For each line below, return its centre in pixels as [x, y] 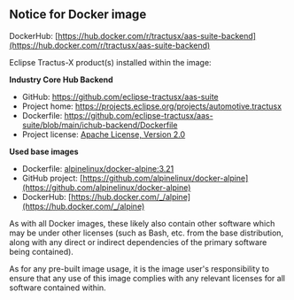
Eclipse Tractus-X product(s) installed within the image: [110, 62]
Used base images [44, 151]
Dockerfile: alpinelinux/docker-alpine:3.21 [98, 168]
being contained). [41, 251]
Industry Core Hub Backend [61, 80]
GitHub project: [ [52, 178]
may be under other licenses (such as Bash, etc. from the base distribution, [147, 233]
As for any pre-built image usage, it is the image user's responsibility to [139, 268]
